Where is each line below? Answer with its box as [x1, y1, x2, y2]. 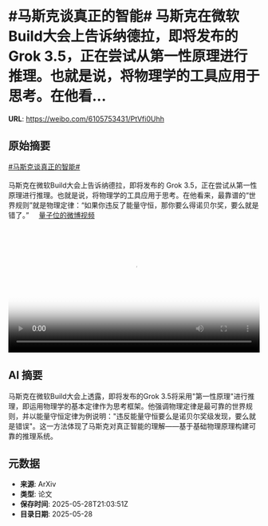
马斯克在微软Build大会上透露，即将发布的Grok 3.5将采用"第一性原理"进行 [8, 391, 248, 401]
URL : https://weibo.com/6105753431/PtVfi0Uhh [8, 113, 165, 124]
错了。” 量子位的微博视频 [8, 210, 96, 219]
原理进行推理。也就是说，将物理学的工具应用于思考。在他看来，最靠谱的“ [8, 190, 250, 200]
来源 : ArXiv [19, 480, 57, 489]
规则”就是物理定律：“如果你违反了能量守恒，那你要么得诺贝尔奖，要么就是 [14, 200, 259, 210]
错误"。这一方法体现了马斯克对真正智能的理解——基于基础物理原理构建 [14, 421, 250, 431]
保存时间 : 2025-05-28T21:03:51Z [19, 500, 129, 509]
